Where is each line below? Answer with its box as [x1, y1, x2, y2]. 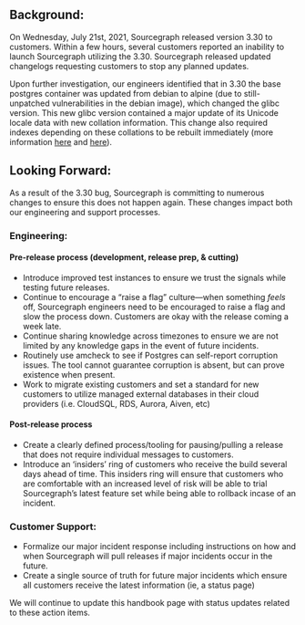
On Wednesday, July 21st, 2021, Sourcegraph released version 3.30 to [9, 31, 273, 42]
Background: [9, 7, 85, 23]
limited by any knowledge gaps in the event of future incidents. [22, 339, 259, 350]
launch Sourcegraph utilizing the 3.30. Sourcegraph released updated [9, 50, 271, 62]
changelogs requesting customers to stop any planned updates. [9, 60, 249, 71]
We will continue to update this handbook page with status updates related [9, 598, 290, 609]
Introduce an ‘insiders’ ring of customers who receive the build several [22, 458, 288, 469]
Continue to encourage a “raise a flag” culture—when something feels [22, 291, 286, 302]
